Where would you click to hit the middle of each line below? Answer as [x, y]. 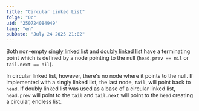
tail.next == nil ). [30, 65]
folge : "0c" [21, 17]
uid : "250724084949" [32, 23]
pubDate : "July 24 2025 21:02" [46, 34]
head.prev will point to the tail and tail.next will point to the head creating [100, 95]
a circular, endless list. [34, 102]
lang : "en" [20, 29]
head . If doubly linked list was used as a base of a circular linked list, [91, 89]
